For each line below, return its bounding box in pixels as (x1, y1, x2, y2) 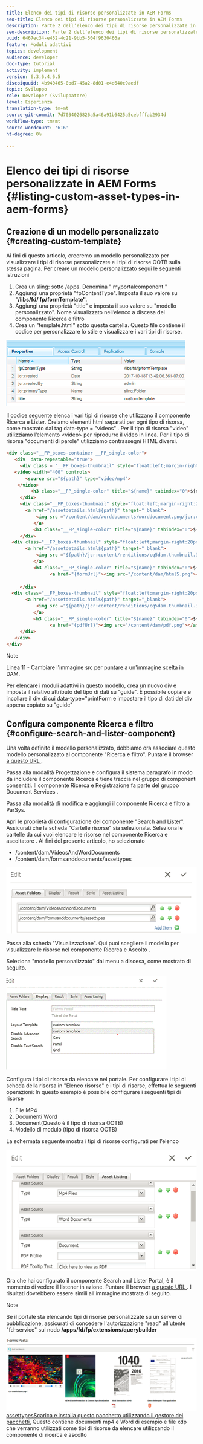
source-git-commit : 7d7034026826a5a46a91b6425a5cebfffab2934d (6, 112, 166, 118)
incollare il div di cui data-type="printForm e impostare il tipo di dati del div (6, 695, 192, 702)
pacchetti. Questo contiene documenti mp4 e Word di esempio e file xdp (6, 1418, 187, 1426)
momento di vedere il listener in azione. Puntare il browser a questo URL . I (6, 1283, 192, 1290)
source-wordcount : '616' (6, 125, 69, 131)
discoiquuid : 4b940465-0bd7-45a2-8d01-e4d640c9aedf (6, 80, 139, 86)
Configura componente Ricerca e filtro (6, 719, 154, 729)
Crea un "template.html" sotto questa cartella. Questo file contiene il (14, 322, 185, 329)
